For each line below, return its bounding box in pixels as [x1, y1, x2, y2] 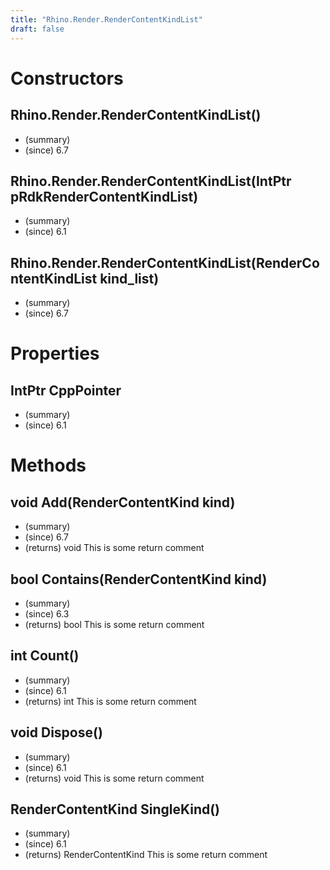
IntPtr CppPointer [10, 382, 122, 399]
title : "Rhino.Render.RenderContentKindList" [10, 14, 203, 25]
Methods [10, 454, 87, 477]
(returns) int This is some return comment [24, 695, 197, 707]
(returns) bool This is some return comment [24, 618, 205, 630]
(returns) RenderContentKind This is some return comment [24, 849, 268, 861]
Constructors [10, 67, 124, 90]
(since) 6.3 [24, 607, 70, 620]
